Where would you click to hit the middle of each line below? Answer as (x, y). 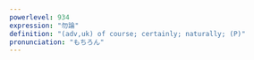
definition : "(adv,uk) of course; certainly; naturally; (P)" (127, 34)
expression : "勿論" (44, 26)
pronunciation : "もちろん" (57, 42)
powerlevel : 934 (39, 17)
